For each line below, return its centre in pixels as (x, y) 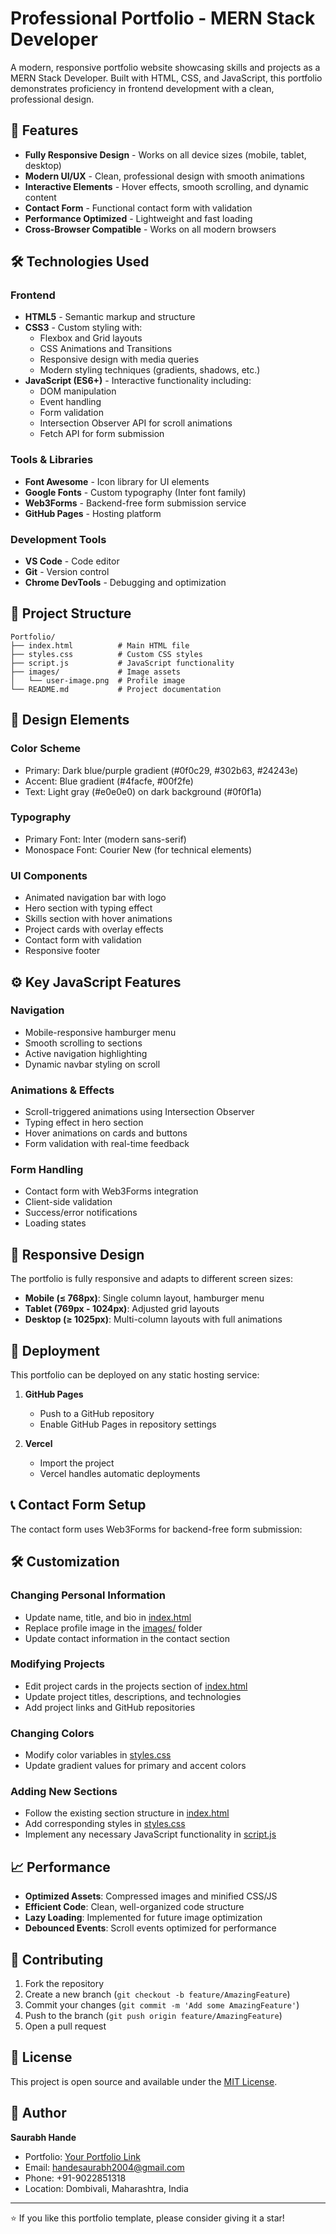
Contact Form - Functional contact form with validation (138, 208)
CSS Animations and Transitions (106, 349)
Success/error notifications (81, 1213)
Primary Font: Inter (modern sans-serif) (105, 839)
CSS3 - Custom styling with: (83, 328)
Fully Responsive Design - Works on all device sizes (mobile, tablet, (165, 154)
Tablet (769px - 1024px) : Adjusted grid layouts (122, 1309)
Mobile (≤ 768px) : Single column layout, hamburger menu (144, 1298)
